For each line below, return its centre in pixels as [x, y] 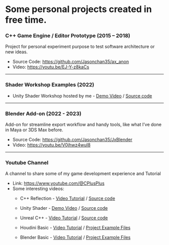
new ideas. [17, 52]
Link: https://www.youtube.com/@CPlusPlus [58, 183]
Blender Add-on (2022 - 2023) [43, 113]
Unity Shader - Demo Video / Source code [64, 208]
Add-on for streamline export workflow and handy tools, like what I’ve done [83, 125]
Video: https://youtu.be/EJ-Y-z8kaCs [51, 67]
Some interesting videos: [38, 189]
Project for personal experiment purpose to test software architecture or [80, 47]
